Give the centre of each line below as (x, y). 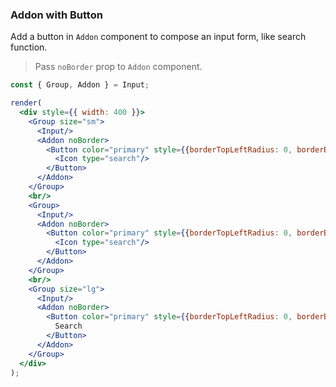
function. (29, 47)
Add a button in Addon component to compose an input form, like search (158, 37)
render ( (26, 103)
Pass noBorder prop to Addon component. (118, 67)
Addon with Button (56, 15)
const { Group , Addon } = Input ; (80, 85)
